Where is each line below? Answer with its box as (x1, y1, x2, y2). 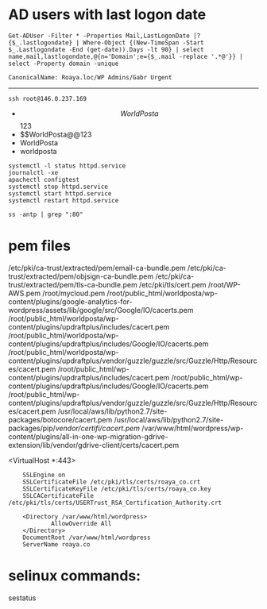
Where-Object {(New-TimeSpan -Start (83, 38, 204, 47)
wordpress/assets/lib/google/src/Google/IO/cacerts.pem (8, 305, 194, 314)
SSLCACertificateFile (22, 491, 94, 499)
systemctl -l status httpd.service (8, 161, 126, 170)
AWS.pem (8, 288, 41, 298)
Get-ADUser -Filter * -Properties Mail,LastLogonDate (8, 32, 191, 40)
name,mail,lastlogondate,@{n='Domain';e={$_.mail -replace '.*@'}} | (8, 52, 244, 60)
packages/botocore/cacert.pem (8, 414, 113, 424)
